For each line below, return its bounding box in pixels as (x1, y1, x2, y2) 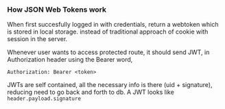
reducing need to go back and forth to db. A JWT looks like (7, 88, 175, 97)
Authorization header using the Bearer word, (7, 56, 133, 64)
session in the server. (7, 35, 68, 43)
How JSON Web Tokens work (7, 5, 107, 14)
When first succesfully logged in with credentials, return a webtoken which (7, 21, 219, 29)
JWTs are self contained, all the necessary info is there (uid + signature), (7, 81, 213, 89)
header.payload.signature (7, 95, 81, 102)
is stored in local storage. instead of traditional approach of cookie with (7, 27, 209, 36)
